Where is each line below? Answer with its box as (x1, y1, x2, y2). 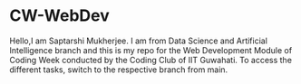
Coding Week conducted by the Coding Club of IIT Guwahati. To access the (9, 54, 293, 65)
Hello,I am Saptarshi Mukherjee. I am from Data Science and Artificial (9, 35, 267, 46)
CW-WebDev (9, 5, 111, 26)
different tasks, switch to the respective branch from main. (9, 64, 228, 75)
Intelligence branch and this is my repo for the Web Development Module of (9, 44, 293, 55)
